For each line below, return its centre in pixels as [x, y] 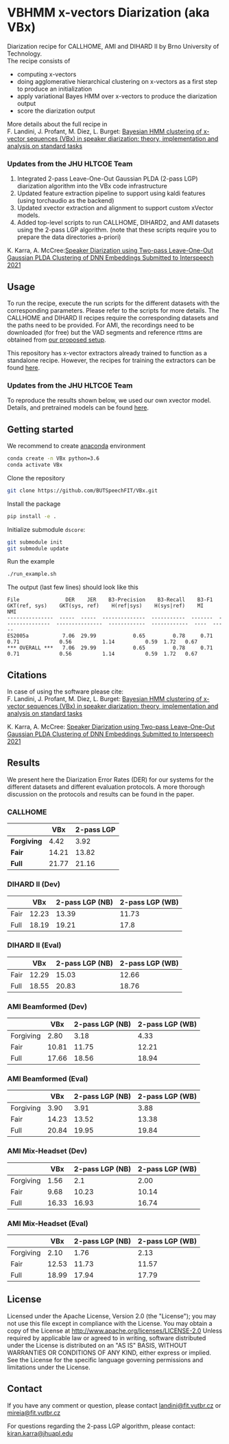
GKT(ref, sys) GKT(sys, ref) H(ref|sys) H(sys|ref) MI [106, 606]
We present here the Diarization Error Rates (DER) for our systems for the [110, 779]
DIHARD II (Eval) [34, 945]
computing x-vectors [47, 74]
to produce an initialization [55, 89]
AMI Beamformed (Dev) [47, 1006]
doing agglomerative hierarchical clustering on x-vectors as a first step [117, 81]
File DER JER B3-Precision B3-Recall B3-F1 [110, 600]
